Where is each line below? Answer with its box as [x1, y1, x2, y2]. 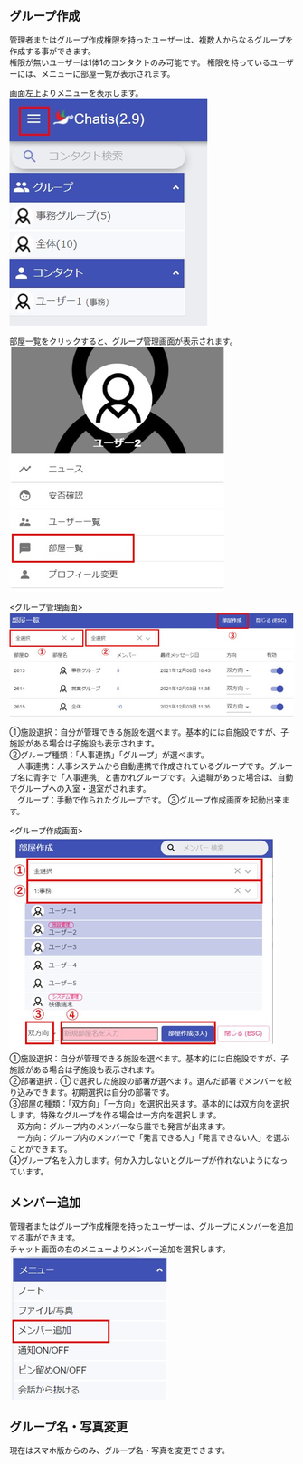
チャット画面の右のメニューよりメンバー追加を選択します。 [9, 1243, 231, 1254]
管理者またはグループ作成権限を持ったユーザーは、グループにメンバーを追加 [9, 1221, 294, 1231]
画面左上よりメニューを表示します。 [9, 87, 144, 98]
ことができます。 [9, 1143, 72, 1154]
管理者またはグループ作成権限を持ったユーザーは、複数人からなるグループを [9, 34, 294, 45]
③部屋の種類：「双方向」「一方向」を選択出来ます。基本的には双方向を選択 [9, 1098, 289, 1108]
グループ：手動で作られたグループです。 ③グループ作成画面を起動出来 [16, 794, 282, 805]
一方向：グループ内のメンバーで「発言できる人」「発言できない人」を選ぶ [16, 1132, 290, 1143]
